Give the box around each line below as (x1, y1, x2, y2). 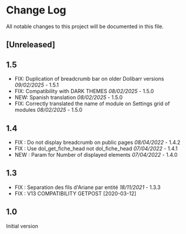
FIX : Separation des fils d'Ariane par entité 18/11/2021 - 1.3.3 (14, 184, 161, 191)
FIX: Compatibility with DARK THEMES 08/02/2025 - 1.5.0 (14, 88, 154, 95)
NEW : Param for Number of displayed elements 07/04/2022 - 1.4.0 (14, 151, 178, 158)
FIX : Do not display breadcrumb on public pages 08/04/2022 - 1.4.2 (14, 139, 181, 146)
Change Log (6, 4, 66, 17)
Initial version (6, 222, 39, 229)
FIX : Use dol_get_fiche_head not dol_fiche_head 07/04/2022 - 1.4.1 (14, 144, 178, 152)
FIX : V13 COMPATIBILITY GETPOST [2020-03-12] (14, 190, 137, 197)
